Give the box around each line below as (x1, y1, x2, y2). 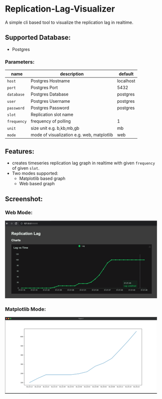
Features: (5, 147, 35, 156)
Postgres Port (30, 85, 58, 91)
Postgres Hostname (30, 78, 70, 83)
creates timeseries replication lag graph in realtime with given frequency (12, 160, 155, 166)
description (60, 71, 84, 77)
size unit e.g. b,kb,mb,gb (30, 125, 80, 131)
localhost (117, 78, 135, 83)
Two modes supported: (12, 171, 59, 176)
